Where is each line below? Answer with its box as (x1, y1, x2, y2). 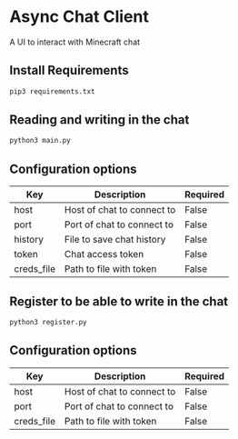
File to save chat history (64, 234, 166, 246)
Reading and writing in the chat (9, 112, 190, 128)
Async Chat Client (9, 6, 150, 27)
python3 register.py (9, 317, 88, 326)
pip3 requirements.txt (9, 86, 95, 96)
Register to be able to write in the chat (9, 294, 229, 309)
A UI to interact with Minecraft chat (9, 36, 141, 47)
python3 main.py (9, 136, 71, 145)
